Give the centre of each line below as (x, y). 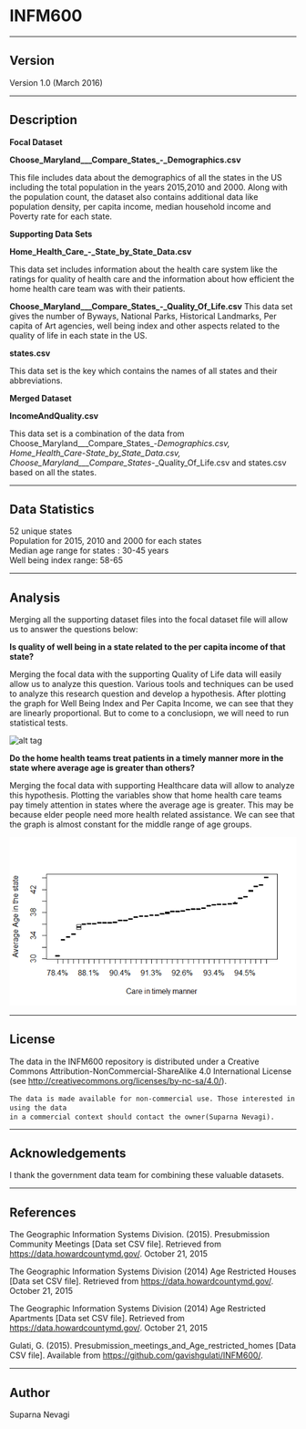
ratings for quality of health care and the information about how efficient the (152, 278)
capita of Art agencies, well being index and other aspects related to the (145, 326)
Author (30, 1392)
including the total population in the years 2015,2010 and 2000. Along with (149, 187)
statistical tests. (39, 723)
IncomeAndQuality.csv (54, 415)
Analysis (35, 597)
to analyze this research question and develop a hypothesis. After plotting (148, 694)
